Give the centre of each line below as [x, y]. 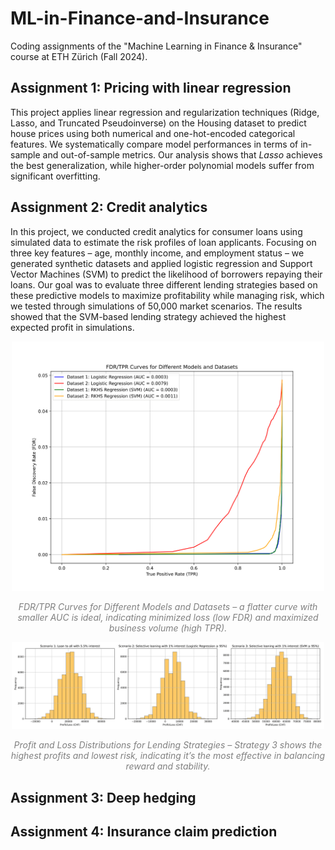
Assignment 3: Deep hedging [103, 797]
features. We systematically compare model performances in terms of [154, 144]
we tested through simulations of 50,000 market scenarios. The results [156, 306]
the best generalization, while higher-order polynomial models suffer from [162, 165]
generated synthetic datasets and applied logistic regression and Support [161, 263]
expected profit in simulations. [72, 327]
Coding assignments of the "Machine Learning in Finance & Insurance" [156, 46]
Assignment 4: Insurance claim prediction [144, 831]
